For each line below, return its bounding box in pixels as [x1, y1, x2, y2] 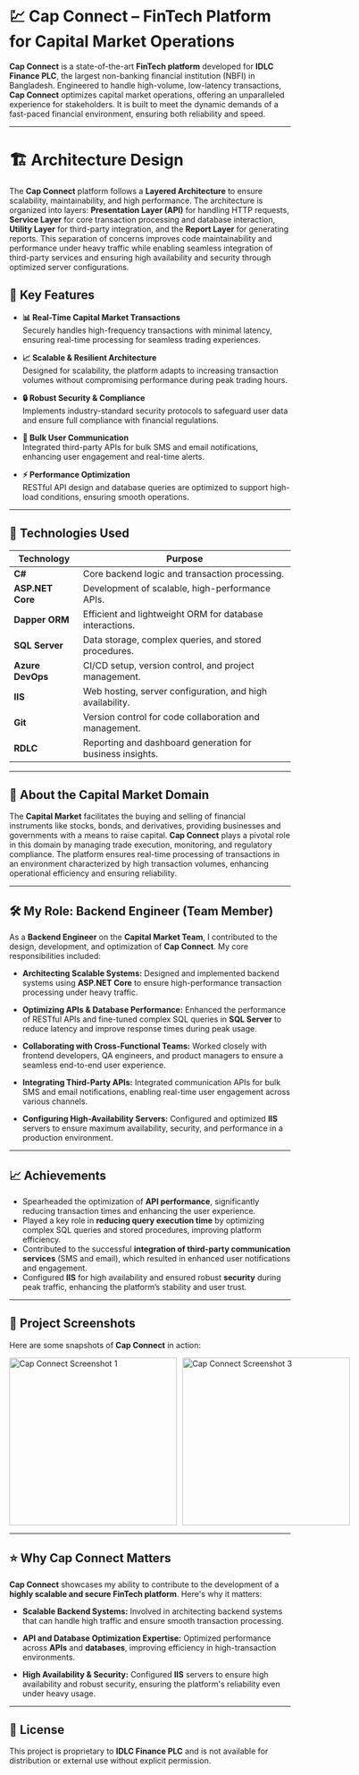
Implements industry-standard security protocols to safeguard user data [21, 405, 288, 416]
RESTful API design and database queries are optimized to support [21, 481, 269, 492]
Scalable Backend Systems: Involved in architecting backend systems [21, 1606, 283, 1617]
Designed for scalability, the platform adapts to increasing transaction [21, 365, 279, 376]
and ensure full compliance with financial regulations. [21, 414, 219, 425]
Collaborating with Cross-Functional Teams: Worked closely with [21, 1040, 268, 1051]
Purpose [166, 552, 204, 565]
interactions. [83, 618, 136, 631]
